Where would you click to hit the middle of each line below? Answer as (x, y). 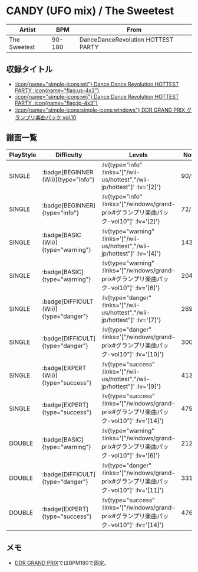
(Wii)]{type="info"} (68, 180)
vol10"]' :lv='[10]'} (137, 354)
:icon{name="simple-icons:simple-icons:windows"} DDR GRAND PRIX (100, 110)
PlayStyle (23, 155)
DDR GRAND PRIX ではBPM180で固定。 (62, 563)
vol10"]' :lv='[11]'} (137, 490)
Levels (138, 155)
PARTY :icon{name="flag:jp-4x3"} (56, 103)
